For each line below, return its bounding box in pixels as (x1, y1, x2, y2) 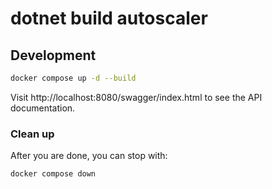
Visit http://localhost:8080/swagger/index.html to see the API (10, 91, 263, 103)
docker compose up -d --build (10, 73, 137, 83)
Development (10, 47, 97, 64)
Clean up (10, 127, 55, 141)
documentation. (10, 102, 76, 114)
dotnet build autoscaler (10, 7, 208, 30)
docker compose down (10, 169, 97, 179)
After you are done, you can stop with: (10, 150, 168, 162)
